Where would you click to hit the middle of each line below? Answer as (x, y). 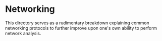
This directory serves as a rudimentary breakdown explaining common (77, 23)
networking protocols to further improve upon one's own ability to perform (81, 28)
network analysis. (23, 33)
